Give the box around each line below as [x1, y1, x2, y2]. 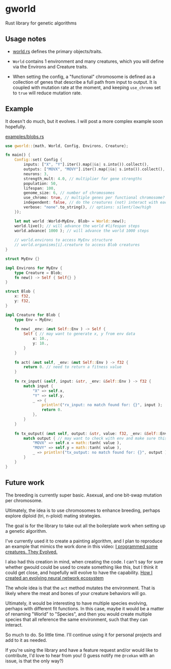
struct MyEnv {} [5, 256, 40, 261]
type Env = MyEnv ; [14, 317, 53, 322]
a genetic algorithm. [5, 528, 47, 534]
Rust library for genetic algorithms [5, 20, 77, 26]
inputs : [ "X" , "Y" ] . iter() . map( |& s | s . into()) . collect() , [23, 162, 149, 167]
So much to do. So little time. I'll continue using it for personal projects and [5, 631, 162, 638]
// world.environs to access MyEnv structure [14, 238, 113, 243]
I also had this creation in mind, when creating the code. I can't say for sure [5, 558, 163, 564]
